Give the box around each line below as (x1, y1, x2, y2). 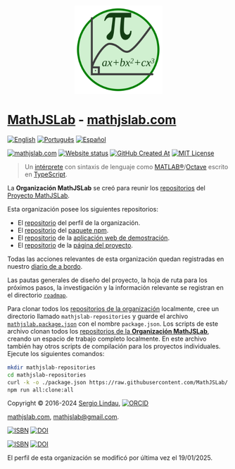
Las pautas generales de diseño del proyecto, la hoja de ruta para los (7, 276, 208, 284)
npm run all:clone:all (7, 386, 74, 394)
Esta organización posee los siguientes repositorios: (7, 205, 158, 213)
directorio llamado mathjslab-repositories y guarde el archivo (7, 312, 189, 320)
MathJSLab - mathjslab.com (7, 112, 177, 128)
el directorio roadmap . (7, 291, 68, 299)
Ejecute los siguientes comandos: (7, 349, 105, 358)
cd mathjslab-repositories (7, 371, 87, 379)
